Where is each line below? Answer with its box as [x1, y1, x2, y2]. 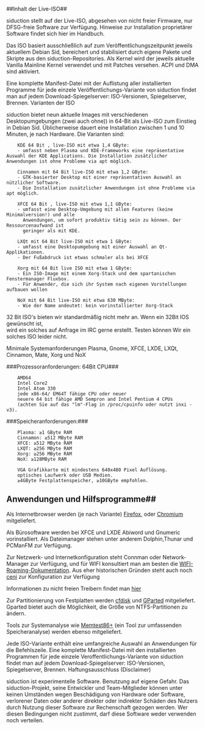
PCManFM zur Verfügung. [6, 541, 72, 549]
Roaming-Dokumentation [6, 566, 70, 574]
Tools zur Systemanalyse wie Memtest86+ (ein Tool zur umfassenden [6, 621, 182, 629]
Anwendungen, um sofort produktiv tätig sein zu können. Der [22, 217, 182, 223]
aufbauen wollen [6, 287, 48, 293]
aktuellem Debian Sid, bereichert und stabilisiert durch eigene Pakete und [6, 48, 192, 56]
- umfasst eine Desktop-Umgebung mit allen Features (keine [17, 207, 173, 213]
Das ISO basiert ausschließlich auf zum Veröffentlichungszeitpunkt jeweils [6, 42, 193, 49]
